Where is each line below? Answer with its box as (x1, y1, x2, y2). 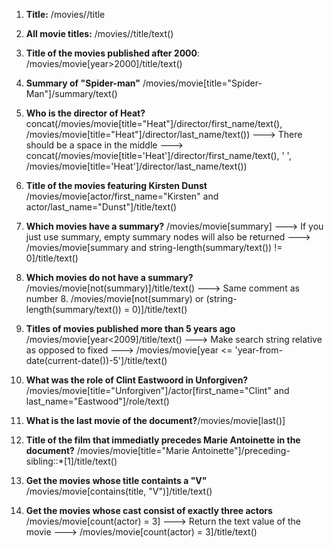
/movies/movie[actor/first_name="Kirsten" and (25, 190, 219, 202)
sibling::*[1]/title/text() (25, 455, 118, 467)
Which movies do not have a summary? (25, 272, 194, 283)
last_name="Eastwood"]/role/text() (25, 395, 170, 407)
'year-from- (234, 344, 283, 356)
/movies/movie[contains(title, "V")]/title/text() (25, 485, 213, 497)
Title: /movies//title (25, 9, 106, 20)
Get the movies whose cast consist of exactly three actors (25, 505, 273, 516)
